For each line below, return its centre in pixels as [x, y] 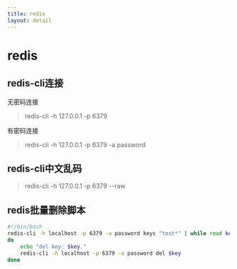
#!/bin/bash [25, 227]
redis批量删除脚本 [47, 210]
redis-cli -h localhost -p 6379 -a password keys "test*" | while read [115, 234]
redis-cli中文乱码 [45, 168]
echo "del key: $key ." [53, 246]
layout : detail [30, 21]
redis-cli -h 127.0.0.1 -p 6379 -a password [85, 144]
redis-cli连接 [35, 83]
